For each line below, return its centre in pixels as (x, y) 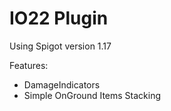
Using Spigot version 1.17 (60, 46)
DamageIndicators (62, 84)
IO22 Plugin (59, 18)
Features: (29, 65)
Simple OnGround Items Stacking (92, 95)
